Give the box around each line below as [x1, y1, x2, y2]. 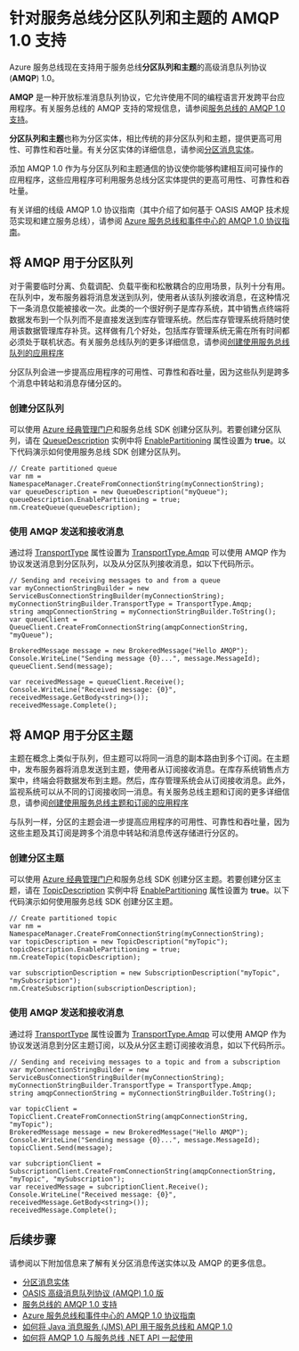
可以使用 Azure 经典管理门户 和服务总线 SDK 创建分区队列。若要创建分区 [9, 424, 274, 435]
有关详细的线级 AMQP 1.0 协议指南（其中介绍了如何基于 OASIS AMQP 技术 [9, 204, 282, 215]
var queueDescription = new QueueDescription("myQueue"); [9, 488, 229, 497]
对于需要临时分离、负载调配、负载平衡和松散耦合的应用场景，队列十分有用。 [9, 280, 290, 291]
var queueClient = [9, 615, 77, 624]
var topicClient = [9, 1104, 77, 1113]
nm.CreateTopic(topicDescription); [9, 953, 141, 962]
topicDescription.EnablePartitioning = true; [9, 945, 181, 954]
